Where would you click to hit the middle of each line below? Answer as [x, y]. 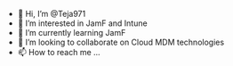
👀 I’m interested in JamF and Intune [83, 23]
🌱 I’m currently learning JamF [72, 33]
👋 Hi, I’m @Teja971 [52, 14]
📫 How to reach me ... [59, 52]
